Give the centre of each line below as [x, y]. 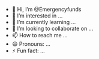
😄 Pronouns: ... [31, 44]
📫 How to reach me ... [40, 35]
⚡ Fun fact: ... [28, 51]
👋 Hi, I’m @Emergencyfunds [46, 9]
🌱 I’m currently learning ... [44, 22]
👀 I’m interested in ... [37, 16]
